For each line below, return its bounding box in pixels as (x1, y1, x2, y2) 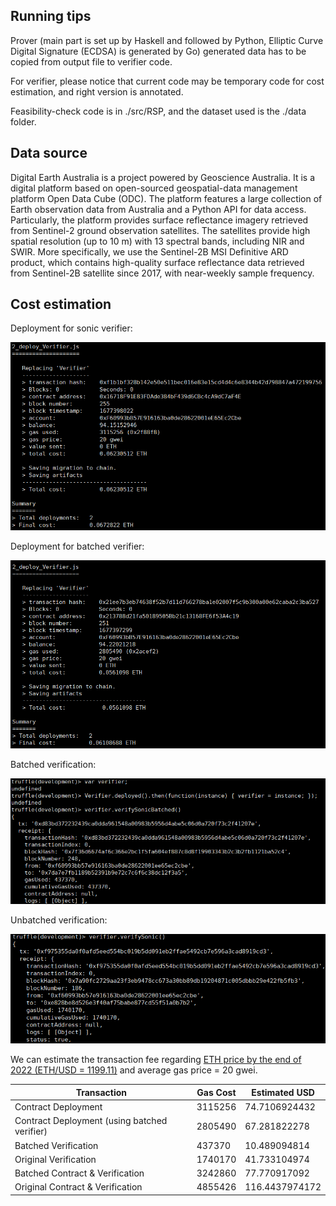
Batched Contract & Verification (14, 1167, 145, 1179)
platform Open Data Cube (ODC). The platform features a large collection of (10, 192, 323, 204)
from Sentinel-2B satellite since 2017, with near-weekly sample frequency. (10, 267, 315, 279)
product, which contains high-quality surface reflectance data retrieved (10, 256, 305, 268)
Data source (10, 145, 88, 162)
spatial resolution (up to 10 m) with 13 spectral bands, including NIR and (10, 235, 305, 247)
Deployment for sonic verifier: (10, 322, 133, 334)
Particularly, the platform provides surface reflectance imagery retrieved (10, 214, 309, 226)
